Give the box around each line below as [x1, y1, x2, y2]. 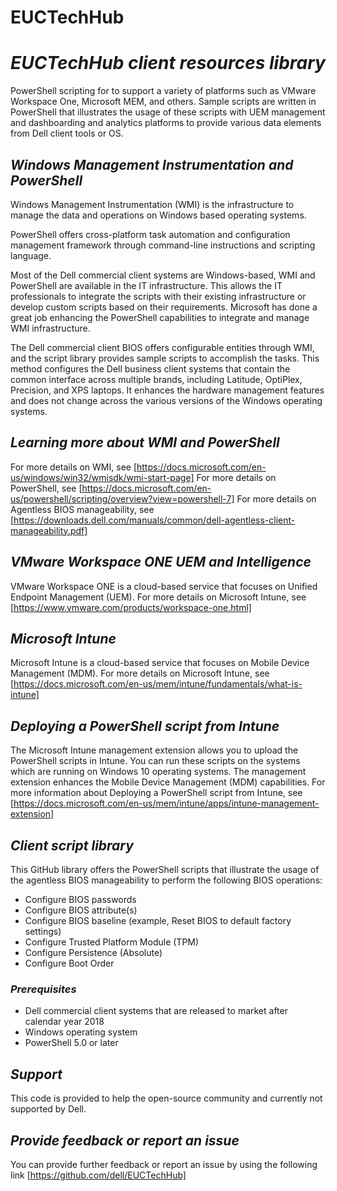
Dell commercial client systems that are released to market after [24, 1005, 288, 1017]
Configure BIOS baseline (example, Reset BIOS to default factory [24, 915, 292, 926]
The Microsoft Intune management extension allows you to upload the [10, 744, 299, 756]
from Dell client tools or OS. [10, 127, 124, 140]
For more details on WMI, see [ [10, 461, 137, 473]
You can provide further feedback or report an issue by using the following [10, 1158, 318, 1170]
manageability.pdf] [10, 524, 88, 536]
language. [10, 249, 52, 261]
